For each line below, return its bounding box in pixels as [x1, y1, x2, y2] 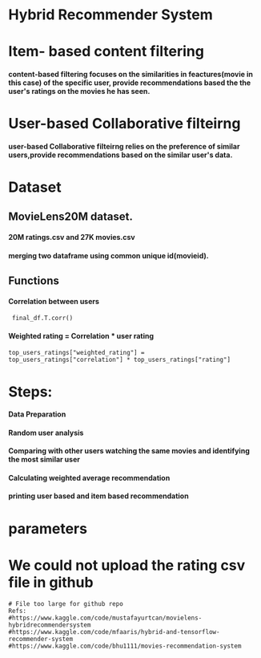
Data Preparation [8, 409, 66, 419]
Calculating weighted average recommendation [8, 473, 171, 482]
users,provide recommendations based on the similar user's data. [8, 150, 233, 160]
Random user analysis [8, 428, 84, 437]
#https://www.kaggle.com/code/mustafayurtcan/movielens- [8, 614, 203, 622]
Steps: [8, 383, 53, 400]
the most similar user [8, 455, 80, 465]
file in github [8, 573, 94, 591]
